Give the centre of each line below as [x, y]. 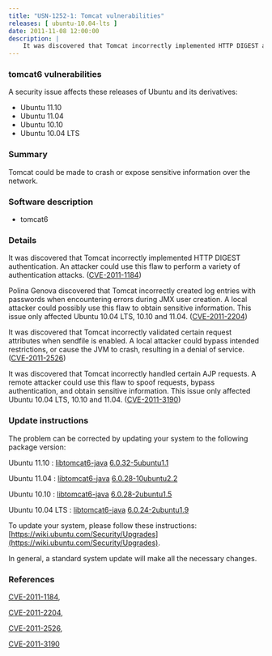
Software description [51, 202]
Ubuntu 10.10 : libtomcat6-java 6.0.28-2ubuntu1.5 [90, 494]
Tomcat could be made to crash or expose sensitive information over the [130, 172]
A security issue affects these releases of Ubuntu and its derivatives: [123, 92]
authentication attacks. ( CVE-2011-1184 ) [75, 275]
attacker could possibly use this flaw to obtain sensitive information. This [130, 308]
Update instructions [49, 420]
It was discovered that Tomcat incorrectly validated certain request [120, 332]
